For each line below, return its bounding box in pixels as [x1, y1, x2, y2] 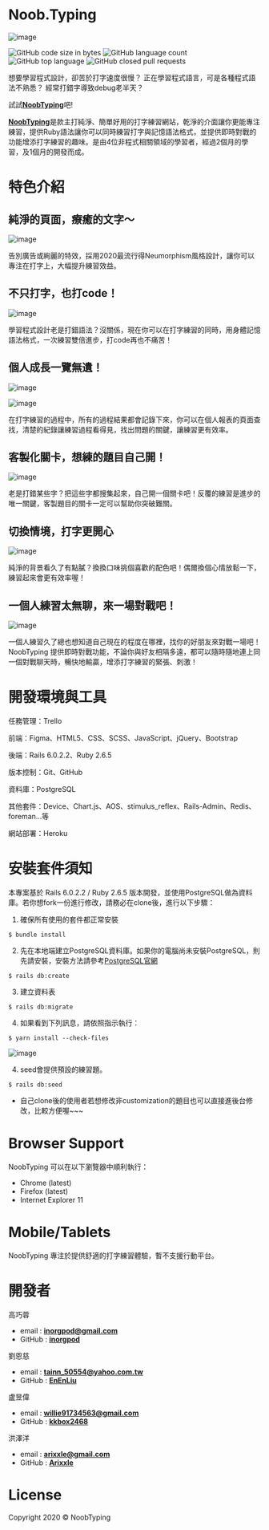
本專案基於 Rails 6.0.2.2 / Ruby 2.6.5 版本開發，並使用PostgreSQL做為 [8, 887, 239, 897]
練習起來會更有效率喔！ [8, 573, 86, 582]
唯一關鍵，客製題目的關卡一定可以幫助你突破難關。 [8, 499, 177, 509]
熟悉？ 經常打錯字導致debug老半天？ [22, 83, 144, 92]
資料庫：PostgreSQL [8, 784, 76, 793]
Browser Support [8, 1134, 124, 1153]
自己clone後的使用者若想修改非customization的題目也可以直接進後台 [19, 1095, 247, 1105]
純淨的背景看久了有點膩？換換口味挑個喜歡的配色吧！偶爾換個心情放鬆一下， [8, 563, 261, 573]
